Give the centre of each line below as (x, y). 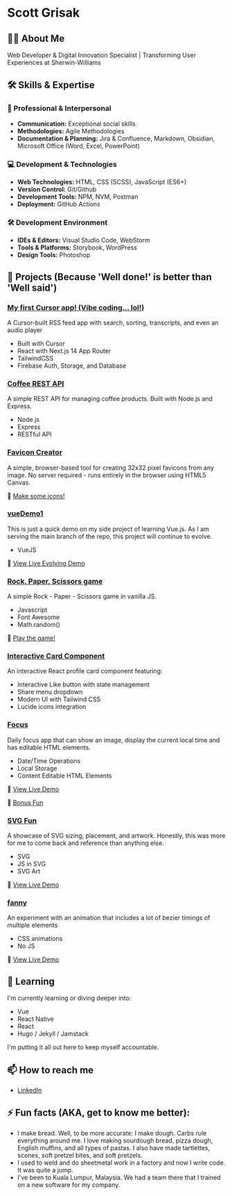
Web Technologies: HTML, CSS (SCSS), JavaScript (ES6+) (102, 181)
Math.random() (39, 625)
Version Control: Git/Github (57, 189)
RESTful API (34, 434)
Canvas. (19, 482)
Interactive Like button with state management (83, 685)
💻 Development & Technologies (62, 164)
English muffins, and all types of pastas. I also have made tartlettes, (114, 1147)
